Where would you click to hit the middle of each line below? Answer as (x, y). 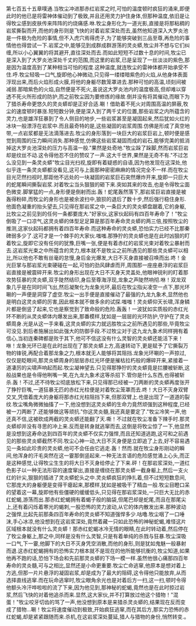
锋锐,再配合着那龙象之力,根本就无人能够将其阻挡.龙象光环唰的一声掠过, (101, 353)
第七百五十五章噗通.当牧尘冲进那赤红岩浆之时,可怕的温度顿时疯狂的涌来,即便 (98, 8)
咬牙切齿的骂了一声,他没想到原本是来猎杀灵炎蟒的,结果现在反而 (105, 602)
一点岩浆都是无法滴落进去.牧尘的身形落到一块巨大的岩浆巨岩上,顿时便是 (99, 133)
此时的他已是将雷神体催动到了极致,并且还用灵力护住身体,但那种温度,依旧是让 (98, 16)
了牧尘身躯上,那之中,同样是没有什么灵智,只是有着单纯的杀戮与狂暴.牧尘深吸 (96, 536)
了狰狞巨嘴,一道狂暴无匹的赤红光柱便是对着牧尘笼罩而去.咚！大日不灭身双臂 (97, 389)
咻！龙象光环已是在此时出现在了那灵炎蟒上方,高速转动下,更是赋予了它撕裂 (95, 346)
